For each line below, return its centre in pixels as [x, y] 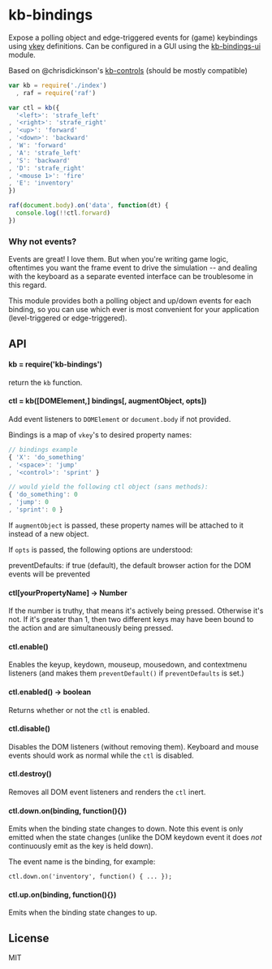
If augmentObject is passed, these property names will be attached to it [126, 525]
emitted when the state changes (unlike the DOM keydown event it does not [135, 837]
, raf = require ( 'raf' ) [56, 93]
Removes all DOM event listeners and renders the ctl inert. [107, 792]
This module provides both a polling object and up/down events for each [130, 301]
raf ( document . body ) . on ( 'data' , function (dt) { [89, 206]
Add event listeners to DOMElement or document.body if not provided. [120, 419]
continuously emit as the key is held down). [81, 846]
